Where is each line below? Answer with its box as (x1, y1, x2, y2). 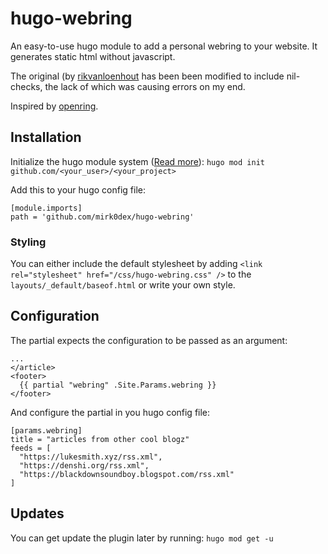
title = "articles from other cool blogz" (10, 434, 190, 444)
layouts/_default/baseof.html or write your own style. (10, 279, 236, 291)
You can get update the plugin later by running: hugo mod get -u (10, 532, 274, 544)
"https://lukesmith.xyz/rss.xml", (19, 452, 163, 462)
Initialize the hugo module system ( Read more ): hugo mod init (10, 155, 265, 167)
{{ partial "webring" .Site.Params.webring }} (19, 380, 217, 390)
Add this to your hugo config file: (10, 183, 146, 196)
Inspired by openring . (10, 100, 99, 112)
